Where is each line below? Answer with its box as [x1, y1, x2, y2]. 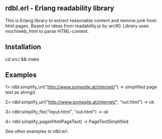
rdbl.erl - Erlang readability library [5, 4, 114, 13]
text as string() [5, 89, 36, 95]
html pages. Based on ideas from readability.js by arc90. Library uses [5, 23, 149, 29]
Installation [5, 43, 41, 51]
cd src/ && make [5, 56, 39, 62]
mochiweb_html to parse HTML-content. [5, 28, 89, 34]
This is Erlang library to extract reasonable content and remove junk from [5, 17, 157, 23]
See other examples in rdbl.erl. [5, 128, 69, 134]
